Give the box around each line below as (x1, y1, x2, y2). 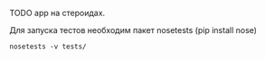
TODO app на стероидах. (9, 8, 106, 18)
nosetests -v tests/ (9, 42, 88, 51)
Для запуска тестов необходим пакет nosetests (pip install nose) (9, 25, 258, 35)
